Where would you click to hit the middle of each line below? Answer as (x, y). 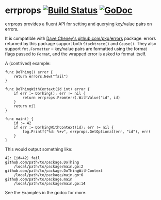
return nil (25, 106)
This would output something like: (39, 149)
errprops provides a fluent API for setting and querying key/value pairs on (79, 24)
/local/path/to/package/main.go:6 (48, 175)
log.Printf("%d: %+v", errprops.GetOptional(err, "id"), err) (87, 132)
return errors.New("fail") (41, 76)
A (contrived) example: (28, 63)
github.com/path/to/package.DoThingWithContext (54, 171)
